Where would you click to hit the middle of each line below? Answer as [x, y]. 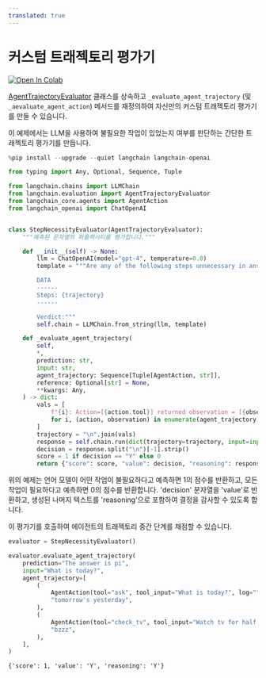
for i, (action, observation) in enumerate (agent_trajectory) [155, 420]
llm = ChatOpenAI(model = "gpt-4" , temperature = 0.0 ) [122, 259]
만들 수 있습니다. [42, 116]
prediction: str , [65, 361]
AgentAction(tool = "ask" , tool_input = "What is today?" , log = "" [155, 593]
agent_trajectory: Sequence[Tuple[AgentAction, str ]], [129, 375]
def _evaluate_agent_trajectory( [78, 339]
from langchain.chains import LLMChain [74, 186]
